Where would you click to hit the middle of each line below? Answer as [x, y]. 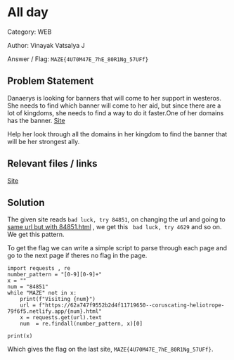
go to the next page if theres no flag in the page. [77, 256]
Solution [26, 202]
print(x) [20, 336]
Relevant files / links [52, 163]
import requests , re [39, 269]
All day [28, 12]
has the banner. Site [36, 120]
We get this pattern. [36, 234]
